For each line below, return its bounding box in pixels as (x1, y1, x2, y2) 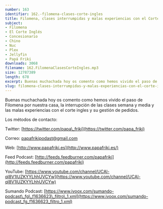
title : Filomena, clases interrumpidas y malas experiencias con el (5, 16, 147, 21)
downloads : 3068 (5, 61, 38, 66)
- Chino (5, 39, 21, 44)
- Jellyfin (5, 52, 27, 57)
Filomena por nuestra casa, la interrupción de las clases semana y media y (5, 102, 154, 108)
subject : (5, 20, 23, 26)
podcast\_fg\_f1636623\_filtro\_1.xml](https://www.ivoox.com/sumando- (5, 193, 148, 199)
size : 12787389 (5, 70, 36, 75)
